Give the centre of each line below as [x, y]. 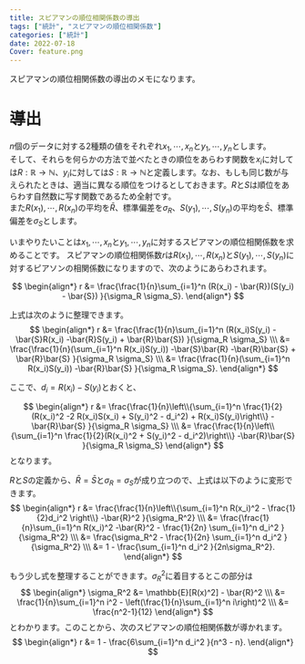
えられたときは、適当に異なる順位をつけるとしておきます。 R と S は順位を [146, 185]
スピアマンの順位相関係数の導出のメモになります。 [105, 79]
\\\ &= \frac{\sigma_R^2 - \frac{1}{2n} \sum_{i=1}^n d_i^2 [176, 537]
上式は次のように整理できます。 [69, 315]
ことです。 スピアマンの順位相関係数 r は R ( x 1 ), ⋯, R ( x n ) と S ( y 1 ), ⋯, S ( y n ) [156, 256]
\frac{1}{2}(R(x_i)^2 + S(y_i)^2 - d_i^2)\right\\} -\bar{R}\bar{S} [180, 436]
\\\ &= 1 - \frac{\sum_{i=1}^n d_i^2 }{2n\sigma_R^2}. [179, 547]
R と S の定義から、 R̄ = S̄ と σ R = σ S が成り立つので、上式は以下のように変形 [147, 482]
